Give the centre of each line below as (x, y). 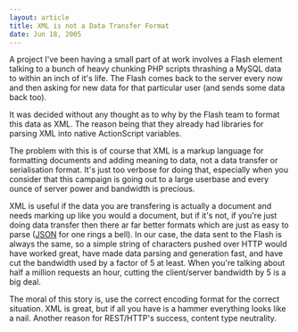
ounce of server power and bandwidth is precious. (102, 189)
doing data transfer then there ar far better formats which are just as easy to (149, 225)
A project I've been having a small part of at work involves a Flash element (146, 60)
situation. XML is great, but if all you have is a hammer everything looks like (148, 309)
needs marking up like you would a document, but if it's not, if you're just (143, 216)
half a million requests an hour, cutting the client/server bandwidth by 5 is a (148, 272)
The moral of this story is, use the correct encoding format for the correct (145, 299)
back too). (28, 97)
